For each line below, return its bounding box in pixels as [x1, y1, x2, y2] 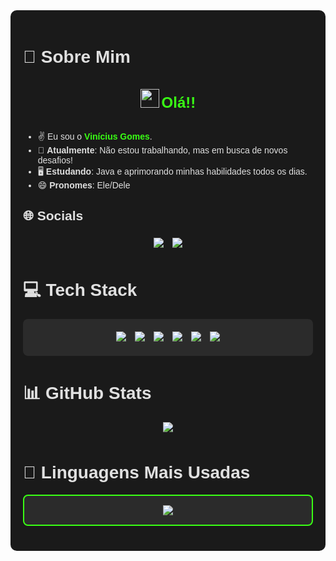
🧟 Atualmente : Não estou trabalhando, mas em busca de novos [37, 144, 288, 156]
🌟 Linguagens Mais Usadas [23, 462, 251, 483]
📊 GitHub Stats [23, 382, 152, 403]
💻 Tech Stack [23, 279, 138, 300]
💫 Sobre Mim [23, 47, 131, 68]
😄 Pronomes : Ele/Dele [37, 179, 131, 191]
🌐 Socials [23, 208, 84, 224]
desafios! [37, 154, 73, 166]
